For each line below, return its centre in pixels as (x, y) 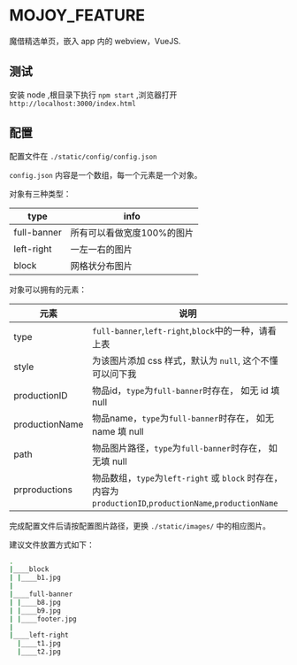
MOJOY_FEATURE (77, 15)
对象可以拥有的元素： (48, 290)
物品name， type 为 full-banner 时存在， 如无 (183, 418)
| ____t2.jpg (39, 652)
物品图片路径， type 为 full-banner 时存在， (179, 448)
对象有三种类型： (40, 193)
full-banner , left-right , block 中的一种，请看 (184, 330)
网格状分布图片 (101, 266)
